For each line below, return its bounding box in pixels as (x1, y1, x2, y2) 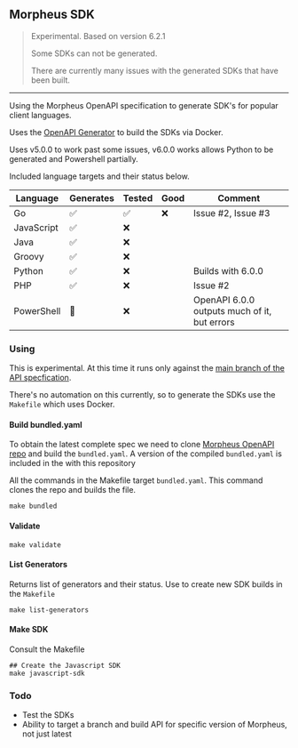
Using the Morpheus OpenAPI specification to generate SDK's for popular (9, 100, 279, 110)
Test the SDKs (21, 710, 74, 720)
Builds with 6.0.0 (193, 264, 264, 277)
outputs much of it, (193, 304, 272, 317)
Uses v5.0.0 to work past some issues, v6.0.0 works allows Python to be (9, 144, 274, 155)
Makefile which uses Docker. (9, 399, 115, 410)
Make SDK (9, 624, 49, 635)
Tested (122, 191, 153, 204)
